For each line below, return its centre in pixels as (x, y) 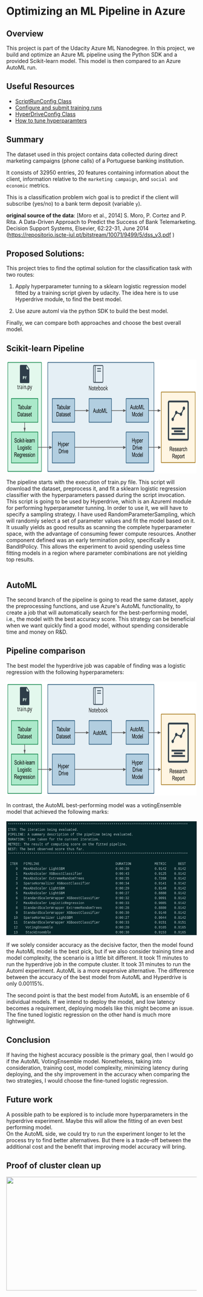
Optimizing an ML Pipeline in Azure (96, 11)
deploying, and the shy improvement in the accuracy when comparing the (98, 1074)
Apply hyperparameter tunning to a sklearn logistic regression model (101, 286)
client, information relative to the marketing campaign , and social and (92, 179)
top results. (20, 560)
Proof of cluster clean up (54, 1166)
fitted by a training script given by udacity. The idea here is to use (97, 293)
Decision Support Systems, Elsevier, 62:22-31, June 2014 (78, 228)
